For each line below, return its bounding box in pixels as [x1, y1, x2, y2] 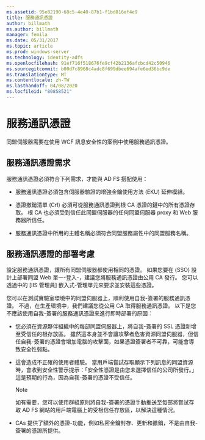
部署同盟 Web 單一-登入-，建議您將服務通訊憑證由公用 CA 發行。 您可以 [16, 274, 198, 281]
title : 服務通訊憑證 [6, 15, 53, 21]
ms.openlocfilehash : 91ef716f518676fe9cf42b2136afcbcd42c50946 [6, 60, 171, 66]
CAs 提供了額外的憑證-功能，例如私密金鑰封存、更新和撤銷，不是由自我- [15, 419, 198, 427]
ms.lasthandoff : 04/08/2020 [6, 83, 78, 89]
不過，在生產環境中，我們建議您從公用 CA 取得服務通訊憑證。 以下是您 [18, 302, 196, 309]
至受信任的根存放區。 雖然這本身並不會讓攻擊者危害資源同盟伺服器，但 [15, 331, 193, 338]
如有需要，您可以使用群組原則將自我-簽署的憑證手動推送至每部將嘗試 [15, 398, 189, 406]
